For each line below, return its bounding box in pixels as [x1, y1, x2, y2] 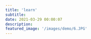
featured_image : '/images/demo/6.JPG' [5, 26, 87, 31]
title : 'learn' [5, 7, 38, 13]
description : [5, 21, 33, 27]
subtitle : [5, 12, 26, 17]
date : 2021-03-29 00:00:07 [5, 17, 63, 22]
